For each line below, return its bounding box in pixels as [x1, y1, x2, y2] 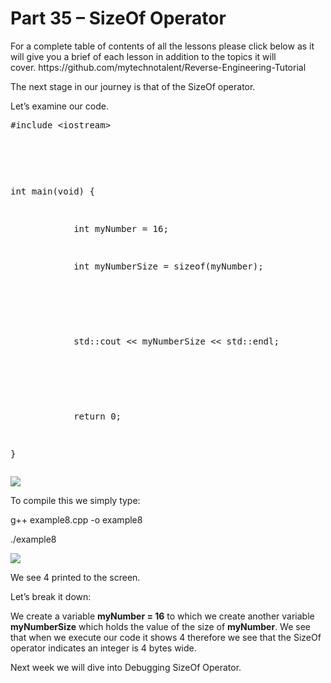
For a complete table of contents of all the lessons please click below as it [10, 40, 315, 52]
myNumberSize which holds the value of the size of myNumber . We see [10, 620, 312, 632]
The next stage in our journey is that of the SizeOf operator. [10, 80, 256, 92]
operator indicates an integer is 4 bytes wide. [10, 642, 197, 654]
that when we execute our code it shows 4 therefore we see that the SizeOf [10, 631, 322, 643]
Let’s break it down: [10, 590, 92, 602]
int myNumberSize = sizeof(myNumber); [73, 260, 264, 272]
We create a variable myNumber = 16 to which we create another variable [10, 610, 315, 622]
